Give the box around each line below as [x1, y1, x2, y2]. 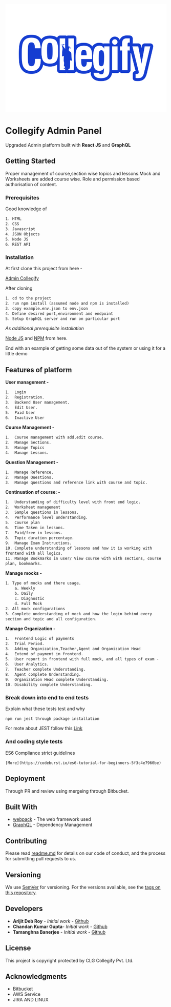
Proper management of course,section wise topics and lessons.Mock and [5, 170, 161, 176]
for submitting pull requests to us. [5, 856, 77, 862]
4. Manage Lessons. [5, 450, 50, 455]
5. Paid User [5, 410, 36, 415]
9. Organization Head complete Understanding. [5, 677, 109, 682]
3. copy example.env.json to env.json [5, 306, 88, 311]
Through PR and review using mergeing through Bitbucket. [5, 788, 129, 794]
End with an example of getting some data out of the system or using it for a [5, 345, 165, 351]
